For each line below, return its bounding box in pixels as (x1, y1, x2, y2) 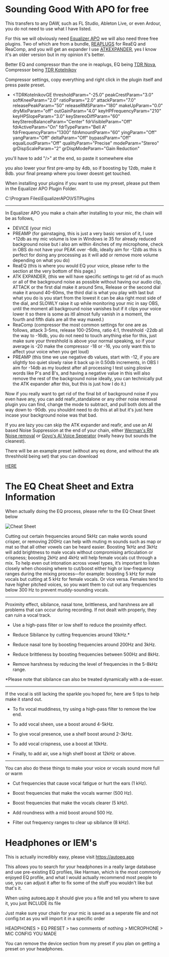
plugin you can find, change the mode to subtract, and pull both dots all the (5, 401, 161, 407)
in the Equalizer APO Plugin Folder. (5, 186, 77, 192)
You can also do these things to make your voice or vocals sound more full (5, 765, 160, 771)
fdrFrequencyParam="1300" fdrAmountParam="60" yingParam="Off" (12, 129, 157, 135)
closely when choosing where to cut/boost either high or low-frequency (5, 565, 154, 571)
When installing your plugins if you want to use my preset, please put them (5, 180, 160, 186)
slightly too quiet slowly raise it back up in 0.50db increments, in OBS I (12, 359, 158, 365)
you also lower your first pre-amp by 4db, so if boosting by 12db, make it (5, 165, 156, 171)
